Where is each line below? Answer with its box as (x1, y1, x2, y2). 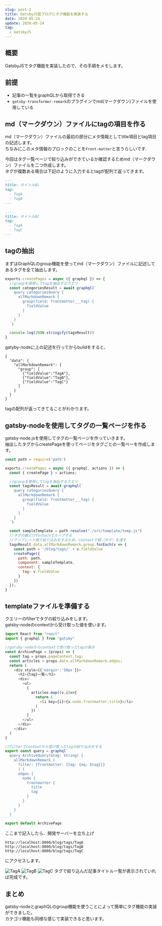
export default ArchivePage (5, 821, 62, 826)
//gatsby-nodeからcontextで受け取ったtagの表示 (5, 645, 95, 650)
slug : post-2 (5, 7, 32, 12)
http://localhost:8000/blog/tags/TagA (5, 840, 83, 845)
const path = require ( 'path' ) (5, 457, 66, 462)
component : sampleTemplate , (17, 560, 75, 565)
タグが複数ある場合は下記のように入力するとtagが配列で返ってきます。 (5, 168, 147, 174)
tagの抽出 (5, 247, 35, 255)
